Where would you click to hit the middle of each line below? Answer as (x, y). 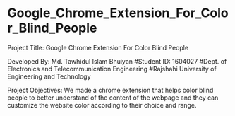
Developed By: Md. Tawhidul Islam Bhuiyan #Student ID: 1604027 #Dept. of (117, 61)
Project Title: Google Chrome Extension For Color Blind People (98, 47)
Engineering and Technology (49, 76)
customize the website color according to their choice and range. (102, 105)
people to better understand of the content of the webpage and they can (113, 98)
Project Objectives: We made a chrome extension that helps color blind (110, 90)
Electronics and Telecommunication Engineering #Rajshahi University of (112, 69)
